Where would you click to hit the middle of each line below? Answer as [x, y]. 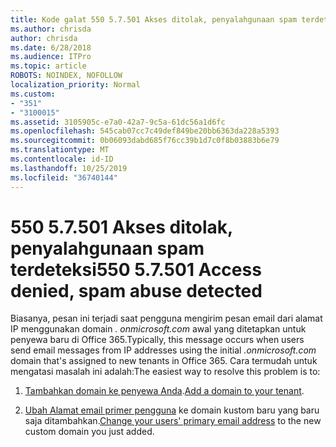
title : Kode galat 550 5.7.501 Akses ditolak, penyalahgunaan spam [154, 19]
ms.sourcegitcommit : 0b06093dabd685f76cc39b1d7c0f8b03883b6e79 [145, 141]
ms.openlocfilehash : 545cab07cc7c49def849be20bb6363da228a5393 [145, 131]
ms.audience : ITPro [51, 57]
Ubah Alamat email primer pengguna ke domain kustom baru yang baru [172, 410]
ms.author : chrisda [51, 29]
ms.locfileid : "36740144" [64, 177]
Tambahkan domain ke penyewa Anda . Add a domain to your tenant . [164, 391]
